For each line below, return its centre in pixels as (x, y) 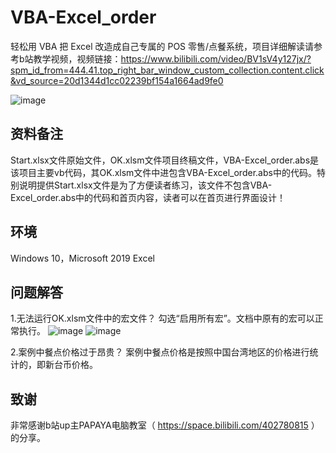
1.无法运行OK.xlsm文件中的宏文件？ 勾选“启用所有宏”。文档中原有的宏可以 (162, 318)
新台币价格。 (71, 365)
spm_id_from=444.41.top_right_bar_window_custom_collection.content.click (167, 70)
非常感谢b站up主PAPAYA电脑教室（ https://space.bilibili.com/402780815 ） (165, 425)
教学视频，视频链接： (77, 58)
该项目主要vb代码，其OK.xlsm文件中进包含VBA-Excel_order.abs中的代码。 (163, 172)
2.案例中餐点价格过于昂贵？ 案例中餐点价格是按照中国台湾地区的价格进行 (160, 352)
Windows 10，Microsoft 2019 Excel (82, 258)
